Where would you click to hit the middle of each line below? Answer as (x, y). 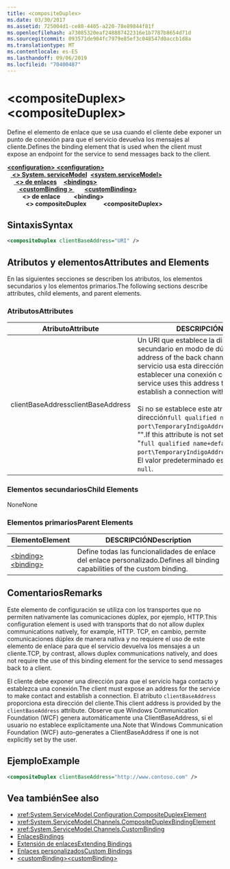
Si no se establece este (175, 409)
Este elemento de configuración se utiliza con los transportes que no (104, 609)
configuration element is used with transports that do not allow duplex (106, 624)
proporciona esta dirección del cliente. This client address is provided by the (114, 703)
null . (145, 469)
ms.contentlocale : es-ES (42, 52)
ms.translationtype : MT (41, 45)
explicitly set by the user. (42, 739)
